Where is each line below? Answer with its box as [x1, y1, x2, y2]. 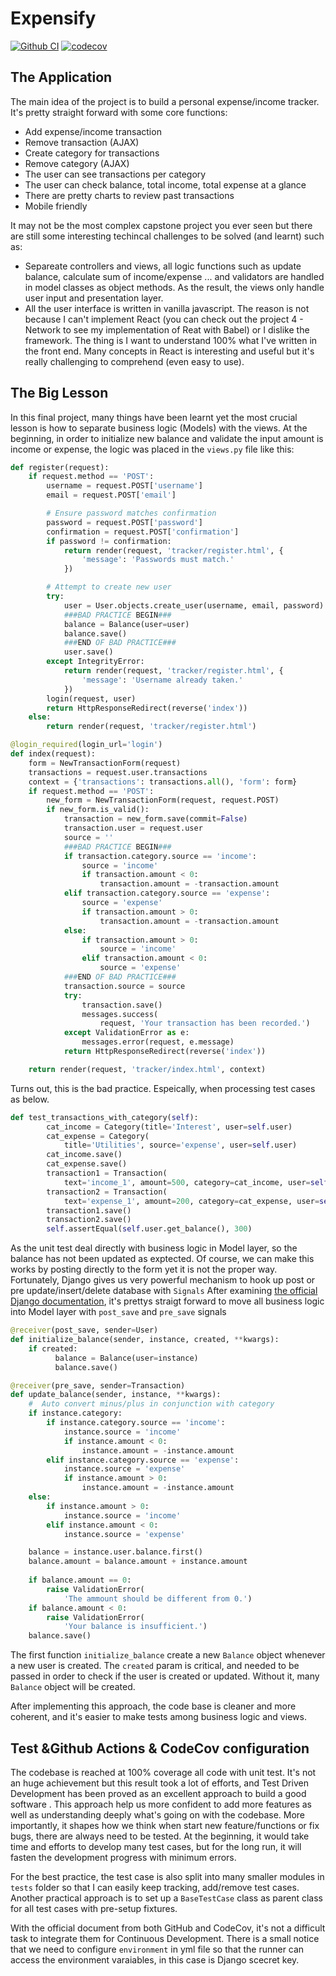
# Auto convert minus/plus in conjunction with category [28, 1399, 275, 1409]
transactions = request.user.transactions [28, 767, 208, 777]
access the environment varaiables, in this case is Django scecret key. [10, 1954, 300, 1966]
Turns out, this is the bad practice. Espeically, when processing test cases [10, 1082, 316, 1094]
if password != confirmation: [46, 536, 172, 546]
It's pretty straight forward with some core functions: [10, 106, 228, 118]
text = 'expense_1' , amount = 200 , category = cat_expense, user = [63, 1196, 320, 1206]
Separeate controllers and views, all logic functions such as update [24, 260, 302, 272]
